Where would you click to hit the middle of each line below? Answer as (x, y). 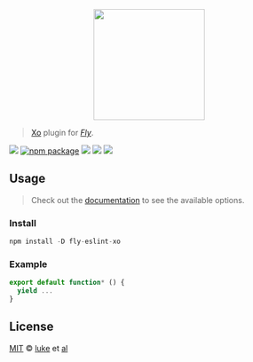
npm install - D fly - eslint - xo (65, 242)
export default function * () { (67, 283)
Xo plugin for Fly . (62, 133)
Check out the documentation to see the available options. (138, 200)
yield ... (35, 291)
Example (28, 264)
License (32, 327)
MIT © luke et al (39, 348)
